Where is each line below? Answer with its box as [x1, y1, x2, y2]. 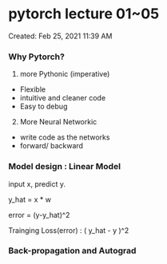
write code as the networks [19, 132, 110, 142]
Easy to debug [19, 101, 68, 112]
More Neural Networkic [19, 117, 97, 127]
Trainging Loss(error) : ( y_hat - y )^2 [8, 225, 129, 235]
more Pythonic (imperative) [19, 69, 110, 79]
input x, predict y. [8, 179, 66, 188]
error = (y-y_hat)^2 [8, 210, 70, 219]
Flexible [19, 85, 46, 94]
